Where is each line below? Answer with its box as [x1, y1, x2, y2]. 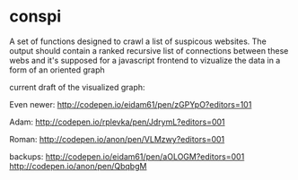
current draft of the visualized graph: [9, 81, 145, 92]
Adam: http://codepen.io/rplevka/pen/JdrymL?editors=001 [9, 116, 226, 127]
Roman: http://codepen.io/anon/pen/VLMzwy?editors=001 [9, 133, 225, 144]
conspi [9, 6, 61, 27]
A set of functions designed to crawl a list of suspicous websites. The [9, 36, 267, 47]
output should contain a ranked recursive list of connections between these [9, 45, 289, 56]
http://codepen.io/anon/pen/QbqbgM [9, 160, 147, 171]
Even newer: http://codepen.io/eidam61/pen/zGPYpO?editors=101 [9, 99, 252, 109]
